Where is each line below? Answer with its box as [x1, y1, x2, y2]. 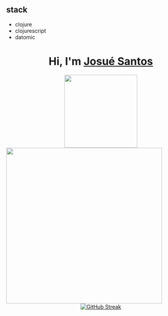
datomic [14, 33, 35, 41]
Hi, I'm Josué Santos [49, 55, 153, 68]
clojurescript [14, 27, 46, 34]
